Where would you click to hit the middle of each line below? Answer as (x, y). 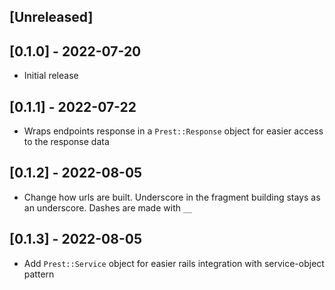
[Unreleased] (51, 17)
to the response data (66, 142)
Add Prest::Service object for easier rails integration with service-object (174, 263)
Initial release (51, 76)
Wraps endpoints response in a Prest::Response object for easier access (173, 131)
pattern (39, 274)
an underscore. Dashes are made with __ (108, 207)
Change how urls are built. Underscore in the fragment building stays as (172, 197)
